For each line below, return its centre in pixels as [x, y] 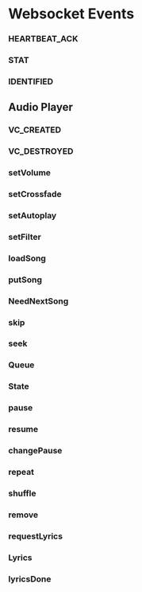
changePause [35, 451]
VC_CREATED [35, 130]
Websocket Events [71, 14]
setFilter [25, 237]
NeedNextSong [38, 301]
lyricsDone [30, 578]
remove [23, 515]
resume [23, 429]
